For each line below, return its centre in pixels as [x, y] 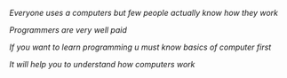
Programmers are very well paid [68, 30]
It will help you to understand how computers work [102, 64]
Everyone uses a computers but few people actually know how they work [143, 13]
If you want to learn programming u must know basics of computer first [140, 47]
